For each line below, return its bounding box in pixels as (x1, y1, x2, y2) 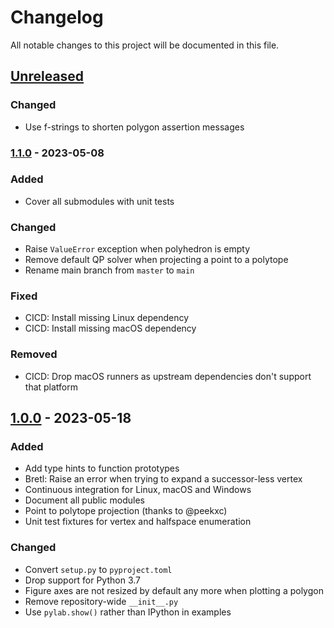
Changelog (10, 6, 104, 29)
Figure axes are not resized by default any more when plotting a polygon (24, 584, 324, 596)
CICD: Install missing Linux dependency (24, 312, 190, 324)
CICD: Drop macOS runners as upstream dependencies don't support (24, 370, 312, 382)
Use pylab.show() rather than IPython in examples (24, 606, 232, 618)
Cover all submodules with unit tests (24, 195, 175, 207)
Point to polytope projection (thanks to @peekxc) (24, 505, 228, 517)
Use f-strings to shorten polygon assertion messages (24, 121, 245, 133)
